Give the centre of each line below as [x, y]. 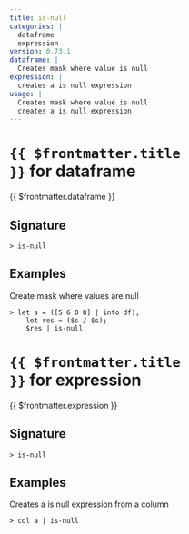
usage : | [26, 94]
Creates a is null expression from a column [90, 504]
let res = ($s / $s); [66, 320]
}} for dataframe [73, 171]
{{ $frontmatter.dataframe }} [62, 197]
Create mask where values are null [74, 295]
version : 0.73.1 [40, 52]
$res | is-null [55, 328]
